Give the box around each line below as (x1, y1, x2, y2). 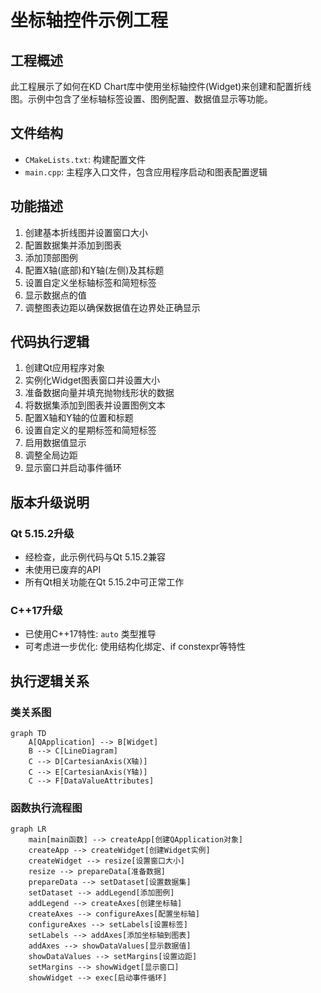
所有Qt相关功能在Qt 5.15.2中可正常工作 (24, 576, 185, 588)
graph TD (10, 729, 47, 739)
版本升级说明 (10, 494, 90, 511)
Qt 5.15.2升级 (10, 526, 75, 540)
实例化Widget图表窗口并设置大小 (24, 374, 160, 386)
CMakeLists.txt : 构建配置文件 (24, 153, 147, 165)
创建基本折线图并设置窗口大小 (24, 226, 148, 238)
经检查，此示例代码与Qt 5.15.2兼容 (24, 551, 166, 563)
